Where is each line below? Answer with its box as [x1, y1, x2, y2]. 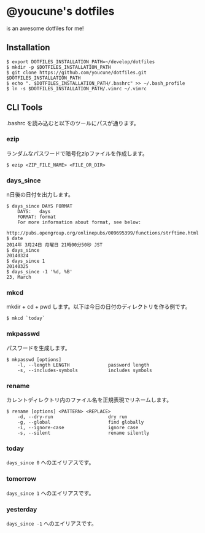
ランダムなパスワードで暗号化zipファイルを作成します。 [6, 149, 149, 157]
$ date [6, 235, 23, 242]
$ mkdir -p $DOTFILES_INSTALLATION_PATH [6, 64, 112, 70]
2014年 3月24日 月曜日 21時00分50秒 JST [6, 242, 103, 248]
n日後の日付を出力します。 [6, 191, 74, 198]
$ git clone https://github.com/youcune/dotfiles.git [6, 69, 147, 76]
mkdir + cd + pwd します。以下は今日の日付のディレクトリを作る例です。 [6, 303, 191, 311]
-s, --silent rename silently [17, 430, 150, 437]
